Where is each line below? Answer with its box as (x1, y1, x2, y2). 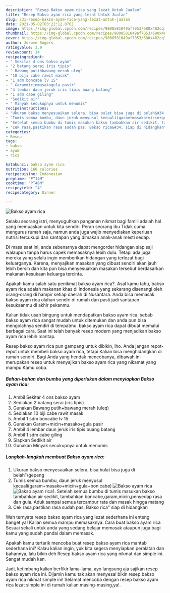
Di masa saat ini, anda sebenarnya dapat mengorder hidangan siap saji (6, 244, 153, 250)
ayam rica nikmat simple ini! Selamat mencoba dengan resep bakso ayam (6, 576, 158, 582)
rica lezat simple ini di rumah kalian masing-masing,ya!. (6, 581, 121, 588)
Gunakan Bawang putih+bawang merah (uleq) (13, 405, 109, 411)
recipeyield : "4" (6, 185, 42, 191)
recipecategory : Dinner (6, 190, 56, 195)
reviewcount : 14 (6, 49, 40, 55)
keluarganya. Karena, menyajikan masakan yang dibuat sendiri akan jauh (6, 260, 157, 266)
